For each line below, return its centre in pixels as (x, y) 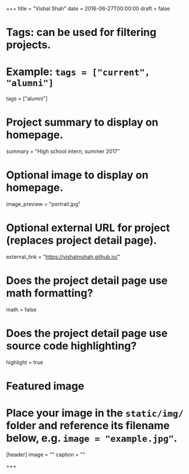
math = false (21, 309)
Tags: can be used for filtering (81, 32)
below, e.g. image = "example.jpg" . (92, 438)
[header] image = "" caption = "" (46, 455)
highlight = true (25, 362)
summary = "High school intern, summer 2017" (63, 151)
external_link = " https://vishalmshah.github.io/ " (63, 257)
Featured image (45, 386)
